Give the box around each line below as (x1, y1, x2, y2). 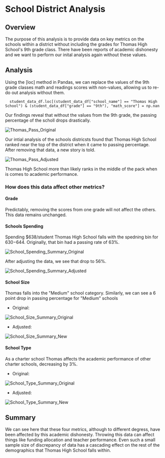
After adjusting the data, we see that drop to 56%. (5, 259, 107, 264)
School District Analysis (5, 3, 106, 15)
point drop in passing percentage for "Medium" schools (5, 295, 118, 301)
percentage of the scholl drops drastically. (5, 117, 91, 123)
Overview (5, 23, 36, 32)
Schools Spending (5, 223, 43, 229)
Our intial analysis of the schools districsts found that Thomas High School (5, 136, 157, 142)
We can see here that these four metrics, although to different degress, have (5, 426, 161, 432)
